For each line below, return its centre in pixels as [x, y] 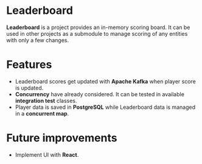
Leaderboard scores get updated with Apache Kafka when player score [106, 81]
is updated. [29, 88]
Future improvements [62, 138]
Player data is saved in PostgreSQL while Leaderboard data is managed [105, 107]
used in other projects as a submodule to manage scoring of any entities [97, 33]
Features [29, 65]
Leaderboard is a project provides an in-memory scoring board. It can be [98, 27]
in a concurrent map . [42, 113]
